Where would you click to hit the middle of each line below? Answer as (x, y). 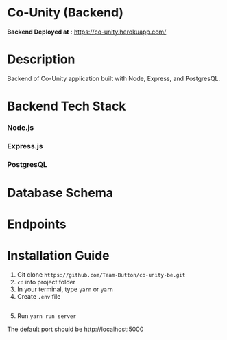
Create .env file (39, 297)
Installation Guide (58, 256)
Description (41, 59)
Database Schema (60, 193)
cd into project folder (46, 282)
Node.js (21, 127)
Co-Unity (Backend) (65, 13)
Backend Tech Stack (67, 106)
